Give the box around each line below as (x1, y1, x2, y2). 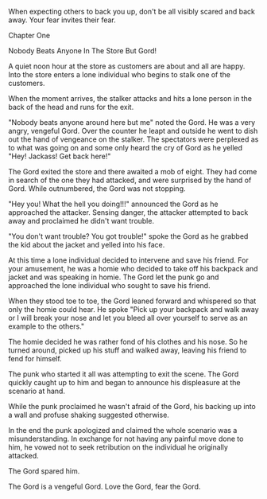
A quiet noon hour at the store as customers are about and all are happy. (8, 61, 246, 71)
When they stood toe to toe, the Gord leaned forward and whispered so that (8, 296, 257, 306)
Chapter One (8, 31, 50, 40)
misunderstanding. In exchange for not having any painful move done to (8, 434, 244, 443)
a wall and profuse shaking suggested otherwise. (8, 410, 169, 419)
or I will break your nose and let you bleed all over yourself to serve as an (8, 314, 248, 322)
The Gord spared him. (8, 466, 80, 476)
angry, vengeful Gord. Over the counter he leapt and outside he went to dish (8, 127, 258, 135)
